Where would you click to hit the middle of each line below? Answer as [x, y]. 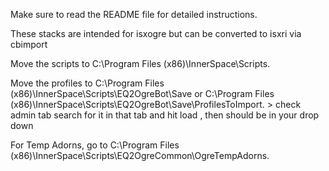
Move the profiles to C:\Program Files [87, 83]
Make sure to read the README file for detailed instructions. [134, 14]
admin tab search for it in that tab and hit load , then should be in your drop [165, 115]
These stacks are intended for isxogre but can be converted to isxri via [156, 33]
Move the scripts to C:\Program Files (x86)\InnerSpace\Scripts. [140, 63]
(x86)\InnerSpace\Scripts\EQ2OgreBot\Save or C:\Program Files [142, 93]
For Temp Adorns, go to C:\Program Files [95, 145]
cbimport [29, 44]
